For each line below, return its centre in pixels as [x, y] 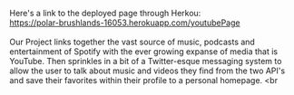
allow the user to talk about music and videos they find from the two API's [147, 71]
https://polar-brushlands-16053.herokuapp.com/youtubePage [125, 23]
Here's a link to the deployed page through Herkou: [105, 13]
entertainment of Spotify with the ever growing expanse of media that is [144, 52]
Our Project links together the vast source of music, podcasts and [132, 42]
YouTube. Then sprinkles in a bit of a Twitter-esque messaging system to [146, 61]
